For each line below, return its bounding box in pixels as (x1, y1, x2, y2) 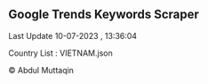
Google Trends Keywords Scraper (8, 7, 199, 22)
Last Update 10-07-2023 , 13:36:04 (8, 30, 138, 41)
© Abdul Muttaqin (8, 65, 75, 75)
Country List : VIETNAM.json (8, 48, 113, 58)
